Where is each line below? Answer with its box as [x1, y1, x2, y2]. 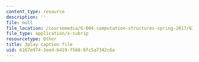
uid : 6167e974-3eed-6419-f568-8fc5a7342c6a [6, 47, 115, 53]
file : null [6, 19, 33, 25]
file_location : [6, 25, 44, 31]
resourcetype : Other [6, 36, 57, 42]
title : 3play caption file [6, 42, 73, 48]
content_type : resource [6, 8, 65, 15]
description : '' [6, 14, 46, 20]
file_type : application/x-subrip [6, 31, 89, 37]
